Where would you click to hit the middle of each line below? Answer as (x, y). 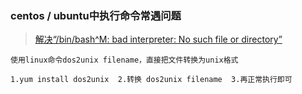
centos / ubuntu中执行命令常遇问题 (96, 15)
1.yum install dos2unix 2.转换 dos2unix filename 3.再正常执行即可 (151, 80)
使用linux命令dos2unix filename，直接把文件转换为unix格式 (124, 60)
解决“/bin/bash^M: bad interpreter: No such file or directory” (158, 39)
